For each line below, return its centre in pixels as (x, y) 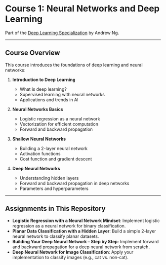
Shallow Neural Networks (39, 139)
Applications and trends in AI (49, 100)
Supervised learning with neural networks (62, 94)
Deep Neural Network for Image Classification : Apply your (73, 252)
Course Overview (33, 53)
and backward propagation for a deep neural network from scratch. (81, 247)
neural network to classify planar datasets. (56, 236)
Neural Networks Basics (38, 109)
